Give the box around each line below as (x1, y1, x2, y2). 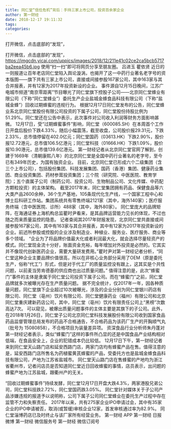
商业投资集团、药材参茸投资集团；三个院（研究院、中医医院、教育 (14, 172, 153, 178)
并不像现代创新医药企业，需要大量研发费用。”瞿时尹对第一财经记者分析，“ (5, 248, 159, 255)
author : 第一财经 (5, 12, 39, 17)
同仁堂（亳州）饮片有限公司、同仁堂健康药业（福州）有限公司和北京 (22, 293, 166, 299)
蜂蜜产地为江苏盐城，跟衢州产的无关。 (5, 369, 85, 376)
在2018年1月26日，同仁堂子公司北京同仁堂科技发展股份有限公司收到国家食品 (5, 312, 165, 318)
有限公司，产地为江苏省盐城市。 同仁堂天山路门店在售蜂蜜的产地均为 (9, 357, 154, 363)
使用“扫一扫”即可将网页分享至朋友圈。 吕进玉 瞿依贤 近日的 (41, 64, 165, 70)
